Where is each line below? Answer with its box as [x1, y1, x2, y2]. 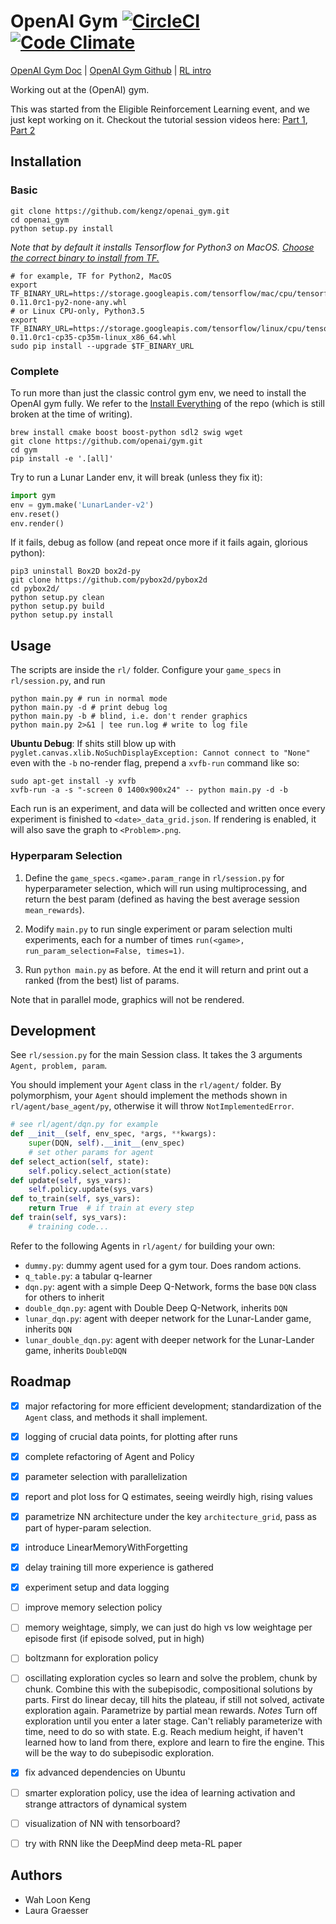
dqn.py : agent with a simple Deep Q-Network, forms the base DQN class [24, 1280, 317, 1292]
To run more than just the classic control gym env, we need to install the [10, 386, 307, 399]
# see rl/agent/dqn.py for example [10, 1120, 159, 1130]
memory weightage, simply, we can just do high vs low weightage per [24, 1621, 313, 1634]
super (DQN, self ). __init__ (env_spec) [28, 1138, 186, 1149]
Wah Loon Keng [24, 1893, 91, 1905]
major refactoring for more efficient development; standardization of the [24, 1400, 322, 1412]
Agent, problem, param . [10, 1060, 108, 1072]
